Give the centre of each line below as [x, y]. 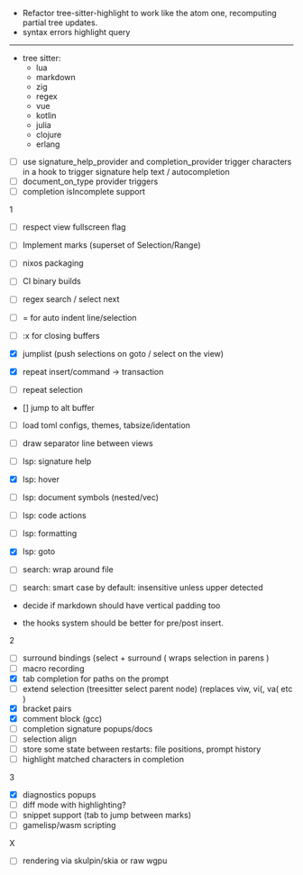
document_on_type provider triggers [90, 182]
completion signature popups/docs [87, 728]
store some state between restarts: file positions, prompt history [142, 749]
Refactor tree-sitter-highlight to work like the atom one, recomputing [149, 13]
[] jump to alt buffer [58, 407]
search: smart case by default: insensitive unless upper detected [142, 588]
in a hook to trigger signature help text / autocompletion [126, 172]
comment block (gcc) [62, 718]
